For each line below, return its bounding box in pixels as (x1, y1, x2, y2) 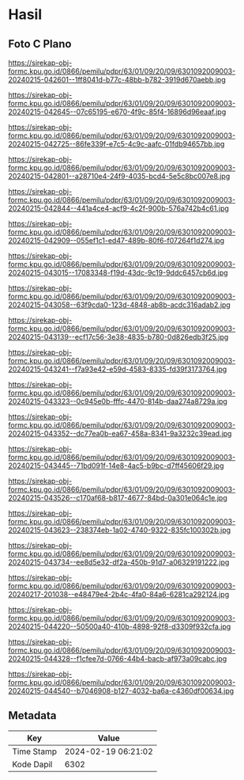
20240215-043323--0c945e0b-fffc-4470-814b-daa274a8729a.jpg (8, 397, 227, 405)
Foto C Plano (8, 37, 72, 51)
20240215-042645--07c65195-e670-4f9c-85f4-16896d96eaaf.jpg (8, 107, 227, 116)
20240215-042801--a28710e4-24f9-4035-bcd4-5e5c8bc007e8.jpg (8, 172, 231, 181)
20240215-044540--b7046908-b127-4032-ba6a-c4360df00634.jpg (8, 687, 235, 695)
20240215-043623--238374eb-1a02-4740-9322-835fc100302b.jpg (8, 525, 231, 535)
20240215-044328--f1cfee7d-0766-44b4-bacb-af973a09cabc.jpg (8, 654, 227, 663)
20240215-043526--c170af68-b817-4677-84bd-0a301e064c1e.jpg (8, 493, 227, 502)
